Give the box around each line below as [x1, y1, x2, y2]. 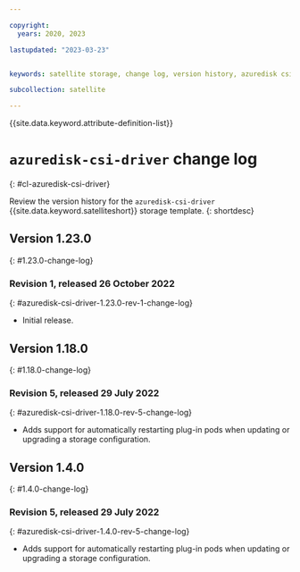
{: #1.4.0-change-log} [9, 484, 89, 494]
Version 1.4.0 [9, 459, 85, 475]
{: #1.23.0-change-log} [9, 255, 94, 265]
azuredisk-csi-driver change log [9, 149, 258, 170]
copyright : [9, 21, 50, 29]
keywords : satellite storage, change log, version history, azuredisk [9, 69, 278, 79]
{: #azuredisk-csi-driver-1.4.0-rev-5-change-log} [9, 526, 190, 537]
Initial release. [21, 315, 74, 326]
